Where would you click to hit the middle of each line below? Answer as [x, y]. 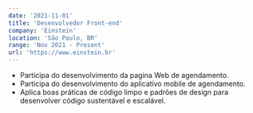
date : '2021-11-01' [41, 16]
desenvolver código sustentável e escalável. [93, 101]
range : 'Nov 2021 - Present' [57, 45]
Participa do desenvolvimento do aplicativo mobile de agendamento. [132, 84]
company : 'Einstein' [43, 30]
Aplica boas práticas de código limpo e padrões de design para [124, 92]
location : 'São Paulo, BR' [53, 38]
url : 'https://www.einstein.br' [62, 53]
